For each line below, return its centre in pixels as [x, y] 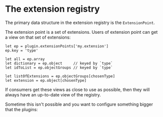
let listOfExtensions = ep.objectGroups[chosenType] [60, 76]
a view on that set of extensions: [38, 37]
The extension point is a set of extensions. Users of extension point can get [81, 32]
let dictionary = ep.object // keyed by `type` [59, 63]
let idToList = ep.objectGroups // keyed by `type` [59, 68]
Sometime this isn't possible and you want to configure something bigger [79, 104]
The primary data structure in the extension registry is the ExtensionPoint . [80, 23]
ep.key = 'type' [22, 50]
